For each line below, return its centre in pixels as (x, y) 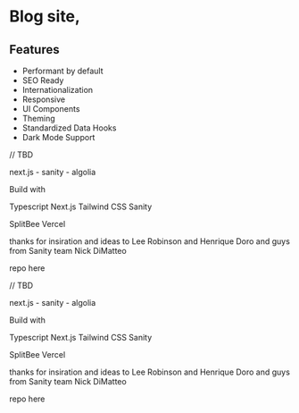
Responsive (43, 99)
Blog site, (45, 17)
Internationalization (58, 90)
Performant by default (63, 71)
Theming (38, 118)
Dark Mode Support (58, 137)
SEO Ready (43, 80)
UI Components (51, 109)
